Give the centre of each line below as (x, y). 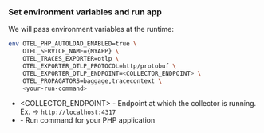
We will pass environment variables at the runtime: (91, 29)
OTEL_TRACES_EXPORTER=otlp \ (71, 59)
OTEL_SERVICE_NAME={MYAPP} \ (71, 51)
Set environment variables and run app (85, 12)
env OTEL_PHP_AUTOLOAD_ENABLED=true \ (73, 44)
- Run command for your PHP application (87, 120)
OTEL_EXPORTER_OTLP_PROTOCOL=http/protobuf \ (100, 66)
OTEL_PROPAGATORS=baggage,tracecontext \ (92, 81)
